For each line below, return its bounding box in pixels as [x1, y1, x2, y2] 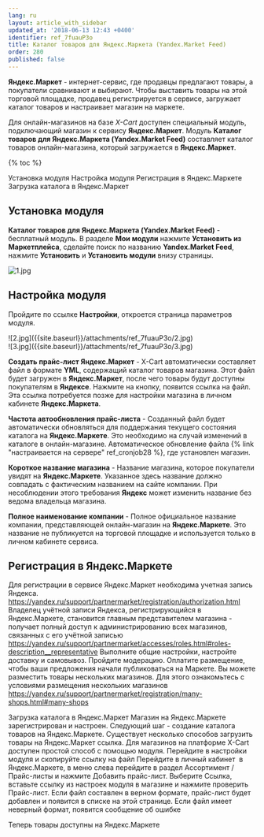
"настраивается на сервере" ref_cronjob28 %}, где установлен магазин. [8, 447, 251, 457]
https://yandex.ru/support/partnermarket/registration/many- [8, 689, 203, 698]
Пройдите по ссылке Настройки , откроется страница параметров [8, 309, 233, 319]
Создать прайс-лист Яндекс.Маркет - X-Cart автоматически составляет [8, 356, 257, 366]
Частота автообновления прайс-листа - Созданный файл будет [8, 414, 225, 423]
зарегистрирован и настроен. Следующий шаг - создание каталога [8, 721, 236, 731]
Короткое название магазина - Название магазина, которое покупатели [8, 463, 255, 472]
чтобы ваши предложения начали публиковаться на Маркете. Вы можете [8, 664, 256, 674]
